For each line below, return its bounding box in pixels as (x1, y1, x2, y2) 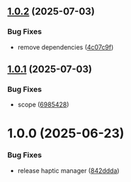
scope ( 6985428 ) (17, 100, 69, 109)
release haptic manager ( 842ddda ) (17, 166, 120, 175)
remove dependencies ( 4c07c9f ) (17, 42, 114, 51)
